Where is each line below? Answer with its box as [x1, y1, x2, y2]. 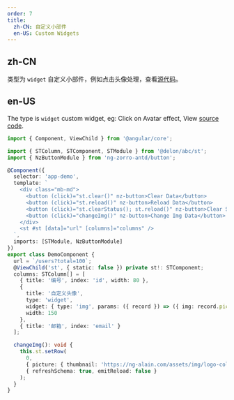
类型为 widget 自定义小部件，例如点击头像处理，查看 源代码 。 [7, 75, 182, 84]
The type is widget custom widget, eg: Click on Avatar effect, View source [7, 114, 219, 122]
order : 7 [7, 10, 33, 17]
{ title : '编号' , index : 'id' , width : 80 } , [19, 277, 149, 284]
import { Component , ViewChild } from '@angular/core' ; [7, 135, 173, 142]
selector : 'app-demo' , [13, 173, 79, 180]
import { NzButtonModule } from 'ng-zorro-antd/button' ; [7, 154, 176, 161]
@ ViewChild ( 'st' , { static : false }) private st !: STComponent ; [13, 264, 204, 271]
